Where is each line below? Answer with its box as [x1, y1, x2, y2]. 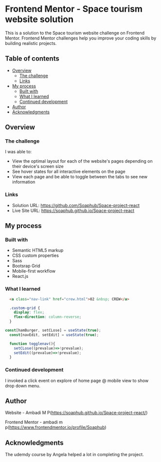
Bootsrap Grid [12, 263, 40, 269]
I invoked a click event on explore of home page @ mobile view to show [5, 378, 149, 383]
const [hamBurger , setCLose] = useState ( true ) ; [5, 328, 101, 333]
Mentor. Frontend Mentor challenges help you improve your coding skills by [5, 35, 157, 41]
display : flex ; [14, 310, 45, 315]
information [12, 179, 36, 185]
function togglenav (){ [9, 341, 55, 346]
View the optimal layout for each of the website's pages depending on [12, 158, 153, 164]
